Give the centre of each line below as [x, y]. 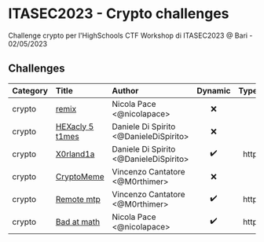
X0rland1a [75, 154]
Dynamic [213, 90]
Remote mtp [78, 199]
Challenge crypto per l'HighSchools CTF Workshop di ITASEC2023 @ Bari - [130, 35]
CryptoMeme [80, 176]
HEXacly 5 [75, 126]
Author [125, 90]
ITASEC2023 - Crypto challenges [119, 14]
